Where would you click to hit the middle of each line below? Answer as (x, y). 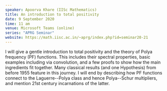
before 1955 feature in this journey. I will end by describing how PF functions (84, 73)
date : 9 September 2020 (30, 19)
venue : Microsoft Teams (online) (40, 28)
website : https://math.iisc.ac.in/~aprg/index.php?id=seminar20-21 (77, 38)
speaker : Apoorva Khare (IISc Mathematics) (51, 10)
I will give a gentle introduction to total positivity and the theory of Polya (79, 51)
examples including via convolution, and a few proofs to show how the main (83, 62)
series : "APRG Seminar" (30, 33)
